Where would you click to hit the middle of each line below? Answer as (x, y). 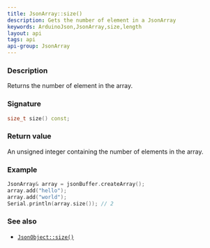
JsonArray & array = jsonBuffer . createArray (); (76, 184)
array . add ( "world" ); (37, 197)
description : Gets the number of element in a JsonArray (92, 20)
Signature (24, 104)
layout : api (24, 33)
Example (22, 170)
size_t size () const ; (39, 118)
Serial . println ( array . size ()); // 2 (60, 203)
